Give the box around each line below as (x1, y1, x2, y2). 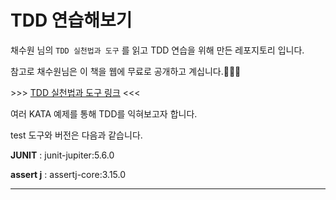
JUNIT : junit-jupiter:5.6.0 (10, 149, 115, 161)
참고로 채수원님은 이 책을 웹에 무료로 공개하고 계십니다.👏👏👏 (10, 65, 242, 77)
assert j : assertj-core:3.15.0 (10, 168, 127, 180)
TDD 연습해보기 (10, 9, 133, 32)
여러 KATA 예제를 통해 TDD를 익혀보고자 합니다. (10, 107, 198, 120)
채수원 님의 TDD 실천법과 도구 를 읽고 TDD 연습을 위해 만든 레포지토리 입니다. (10, 44, 305, 56)
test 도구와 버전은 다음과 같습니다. (10, 129, 143, 141)
